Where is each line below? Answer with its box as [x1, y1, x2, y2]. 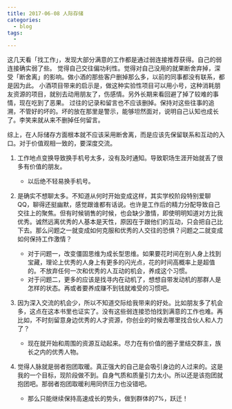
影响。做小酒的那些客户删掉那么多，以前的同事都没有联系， [49, 73, 219, 81]
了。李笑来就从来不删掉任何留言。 [7, 116, 104, 124]
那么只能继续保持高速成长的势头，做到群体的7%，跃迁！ [27, 395, 188, 403]
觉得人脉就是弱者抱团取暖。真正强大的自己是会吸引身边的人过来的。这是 [17, 363, 223, 371]
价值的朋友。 [29, 163, 66, 171]
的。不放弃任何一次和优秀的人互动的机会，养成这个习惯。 [27, 267, 191, 275]
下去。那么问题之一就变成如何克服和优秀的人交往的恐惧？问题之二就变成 [17, 226, 223, 235]
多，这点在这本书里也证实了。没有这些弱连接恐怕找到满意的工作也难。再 [17, 308, 223, 316]
